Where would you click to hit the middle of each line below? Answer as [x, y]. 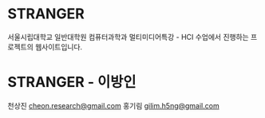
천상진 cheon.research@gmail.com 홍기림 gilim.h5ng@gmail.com [114, 105]
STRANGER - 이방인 [72, 83]
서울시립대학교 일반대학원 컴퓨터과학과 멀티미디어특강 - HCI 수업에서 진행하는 [128, 37]
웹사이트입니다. [59, 47]
